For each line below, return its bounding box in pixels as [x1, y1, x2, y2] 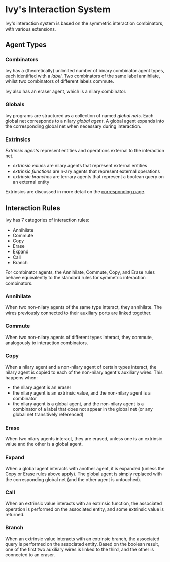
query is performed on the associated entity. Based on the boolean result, [5, 541, 160, 547]
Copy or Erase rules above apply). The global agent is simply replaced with [5, 471, 162, 477]
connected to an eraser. [5, 552, 55, 558]
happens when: [5, 374, 38, 380]
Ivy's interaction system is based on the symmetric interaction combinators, [5, 20, 164, 26]
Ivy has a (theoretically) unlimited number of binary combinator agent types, [5, 67, 165, 73]
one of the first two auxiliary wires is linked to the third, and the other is [5, 546, 154, 553]
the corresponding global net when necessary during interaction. [5, 123, 141, 129]
